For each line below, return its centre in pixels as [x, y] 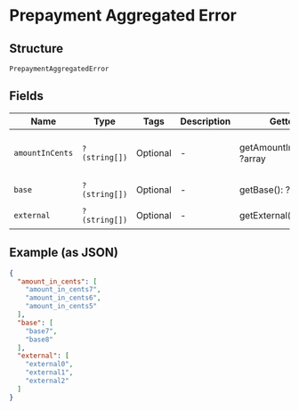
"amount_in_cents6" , [63, 298]
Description [206, 121]
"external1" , [49, 373]
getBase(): [261, 190]
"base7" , [41, 331]
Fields [27, 96]
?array [252, 159]
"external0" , [49, 365]
